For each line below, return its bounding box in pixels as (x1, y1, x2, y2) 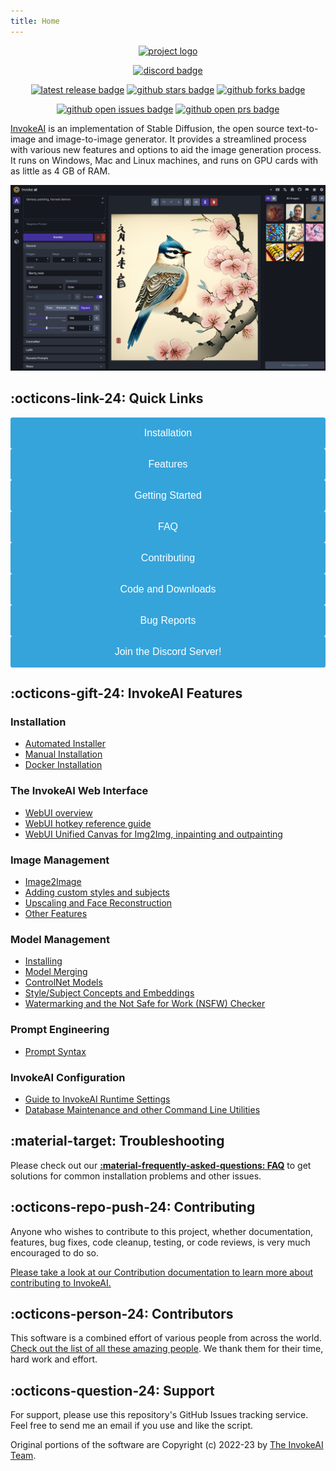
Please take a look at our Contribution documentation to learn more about (10, 1266, 314, 1278)
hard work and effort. (10, 1353, 98, 1365)
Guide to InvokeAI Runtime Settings (24, 1093, 171, 1105)
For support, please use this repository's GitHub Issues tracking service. (10, 1409, 309, 1421)
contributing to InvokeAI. (10, 1276, 112, 1289)
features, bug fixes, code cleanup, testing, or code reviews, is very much (10, 1236, 311, 1248)
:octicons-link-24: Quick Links (10, 390, 204, 407)
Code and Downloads (119, 583, 217, 595)
